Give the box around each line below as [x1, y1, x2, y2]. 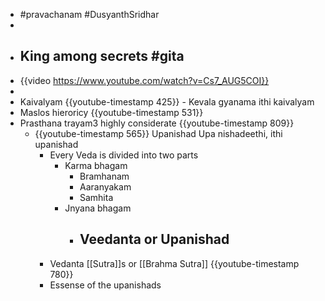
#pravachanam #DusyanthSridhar [19, 9, 160, 20]
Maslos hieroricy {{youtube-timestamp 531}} [19, 106, 204, 118]
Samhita [79, 191, 114, 203]
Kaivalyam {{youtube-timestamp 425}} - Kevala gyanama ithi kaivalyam [19, 95, 315, 108]
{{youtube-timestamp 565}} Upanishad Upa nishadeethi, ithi [34, 127, 283, 139]
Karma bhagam [64, 159, 128, 171]
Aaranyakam [79, 180, 132, 193]
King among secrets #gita [19, 48, 185, 65]
